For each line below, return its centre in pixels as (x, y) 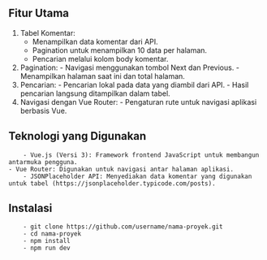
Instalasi (30, 208)
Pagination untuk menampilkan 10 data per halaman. (120, 50)
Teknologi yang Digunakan (78, 136)
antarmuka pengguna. (43, 162)
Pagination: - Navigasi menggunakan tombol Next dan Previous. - (129, 67)
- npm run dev (47, 248)
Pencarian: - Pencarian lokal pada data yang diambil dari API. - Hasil (134, 84)
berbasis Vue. (43, 110)
